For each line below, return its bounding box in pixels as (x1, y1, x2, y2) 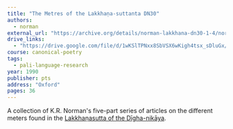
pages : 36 (7, 87, 36, 94)
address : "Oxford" (7, 81, 60, 88)
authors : (7, 17, 33, 24)
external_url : (7, 29, 49, 37)
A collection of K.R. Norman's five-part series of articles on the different (7, 107, 213, 115)
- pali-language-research (13, 62, 89, 69)
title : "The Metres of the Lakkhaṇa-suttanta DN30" (7, 10, 159, 17)
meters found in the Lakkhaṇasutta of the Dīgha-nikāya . (7, 114, 166, 122)
